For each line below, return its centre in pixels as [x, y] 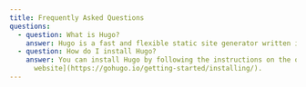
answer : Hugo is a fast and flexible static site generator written [158, 43]
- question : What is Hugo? [69, 34]
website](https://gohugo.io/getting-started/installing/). [148, 69]
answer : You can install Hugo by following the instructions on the [158, 60]
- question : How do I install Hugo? [87, 52]
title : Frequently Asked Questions [77, 18]
